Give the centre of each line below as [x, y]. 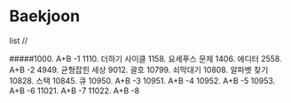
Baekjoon [45, 16]
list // [19, 40]
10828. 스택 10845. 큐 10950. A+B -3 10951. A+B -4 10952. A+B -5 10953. [142, 80]
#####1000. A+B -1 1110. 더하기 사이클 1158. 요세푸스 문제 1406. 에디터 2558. [145, 58]
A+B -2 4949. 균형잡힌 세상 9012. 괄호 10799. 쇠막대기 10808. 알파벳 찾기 [139, 70]
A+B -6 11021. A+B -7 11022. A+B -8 [75, 91]
